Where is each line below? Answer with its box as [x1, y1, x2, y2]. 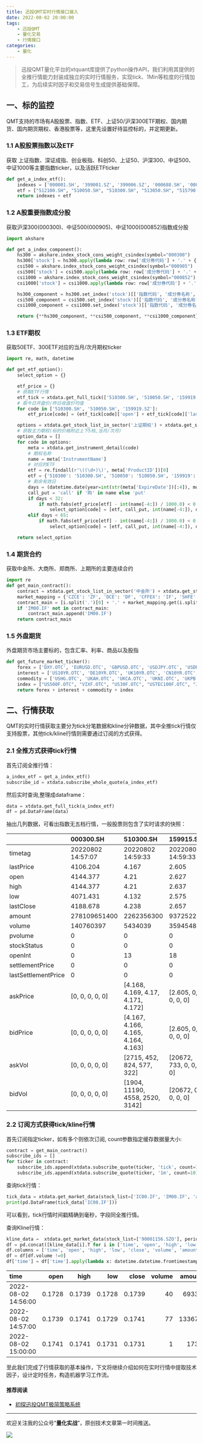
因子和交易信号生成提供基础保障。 [58, 81, 143, 88]
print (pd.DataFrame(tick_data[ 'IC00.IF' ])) [6, 1199, 118, 1205]
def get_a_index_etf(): [6, 176, 66, 182]
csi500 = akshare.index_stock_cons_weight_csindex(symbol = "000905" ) [17, 263, 193, 269]
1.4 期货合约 [6, 550, 42, 558]
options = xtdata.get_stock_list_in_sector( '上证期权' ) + [17, 422, 163, 429]
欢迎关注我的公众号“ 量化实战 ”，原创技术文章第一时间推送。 [6, 1419, 154, 1426]
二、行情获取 [6, 705, 54, 716]
